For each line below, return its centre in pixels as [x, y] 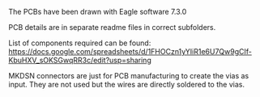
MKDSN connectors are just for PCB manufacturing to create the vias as [129, 76]
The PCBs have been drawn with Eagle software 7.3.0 [98, 12]
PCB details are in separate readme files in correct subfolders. [112, 27]
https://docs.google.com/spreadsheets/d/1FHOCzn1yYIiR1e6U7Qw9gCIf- [130, 51]
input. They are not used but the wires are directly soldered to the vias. [127, 84]
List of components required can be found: [80, 43]
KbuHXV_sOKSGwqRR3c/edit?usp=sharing [80, 60]
